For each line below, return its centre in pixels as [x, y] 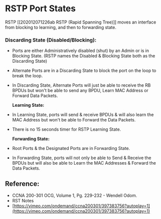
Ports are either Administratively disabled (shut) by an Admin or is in [80, 51]
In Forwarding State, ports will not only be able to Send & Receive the [81, 158]
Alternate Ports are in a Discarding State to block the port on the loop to [84, 71]
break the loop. [27, 76]
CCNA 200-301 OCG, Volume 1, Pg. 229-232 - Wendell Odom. [75, 195]
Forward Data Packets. [35, 96]
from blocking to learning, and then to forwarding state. [61, 27]
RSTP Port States [40, 9]
